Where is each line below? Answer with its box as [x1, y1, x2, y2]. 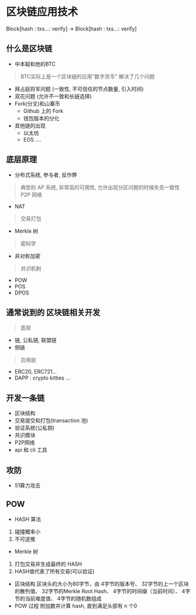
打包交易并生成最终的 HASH [14, 560, 82, 567]
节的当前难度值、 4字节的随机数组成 [14, 594, 102, 602]
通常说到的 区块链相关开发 [6, 307, 101, 317]
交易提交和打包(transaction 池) [14, 417, 88, 424]
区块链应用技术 [6, 5, 78, 19]
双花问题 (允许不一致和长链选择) [14, 92, 92, 100]
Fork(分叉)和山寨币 [14, 100, 60, 107]
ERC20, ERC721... [14, 368, 57, 375]
